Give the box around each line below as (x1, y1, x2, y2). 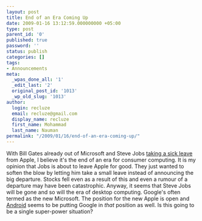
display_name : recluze (12, 116, 69, 122)
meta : (6, 71, 20, 77)
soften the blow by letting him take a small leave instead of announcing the (6, 169, 193, 176)
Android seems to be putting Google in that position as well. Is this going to (6, 201, 195, 208)
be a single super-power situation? (6, 208, 93, 215)
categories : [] (6, 54, 45, 60)
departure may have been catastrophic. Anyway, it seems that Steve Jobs (6, 182, 192, 189)
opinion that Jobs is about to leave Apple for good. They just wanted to (6, 162, 184, 170)
